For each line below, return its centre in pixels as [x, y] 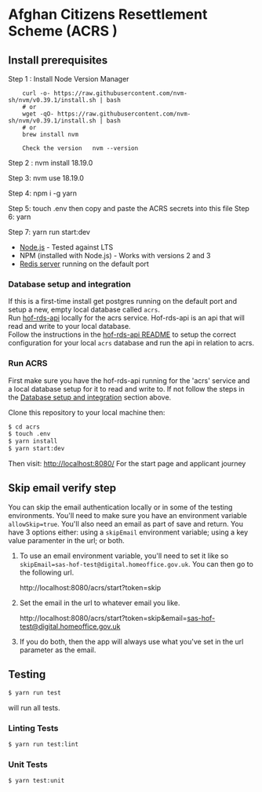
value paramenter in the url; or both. [66, 540]
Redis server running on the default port [84, 264]
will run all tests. [34, 707]
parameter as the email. [58, 650]
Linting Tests [33, 728]
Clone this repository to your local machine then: [87, 412]
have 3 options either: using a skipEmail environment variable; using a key [128, 532]
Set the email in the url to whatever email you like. [100, 603]
